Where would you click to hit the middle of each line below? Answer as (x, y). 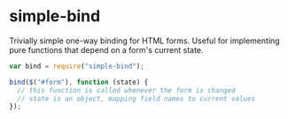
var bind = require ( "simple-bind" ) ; (77, 66)
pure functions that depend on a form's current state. (106, 49)
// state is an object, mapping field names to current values (136, 99)
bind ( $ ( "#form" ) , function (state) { (79, 82)
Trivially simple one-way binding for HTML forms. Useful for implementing (145, 41)
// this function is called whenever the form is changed (127, 90)
